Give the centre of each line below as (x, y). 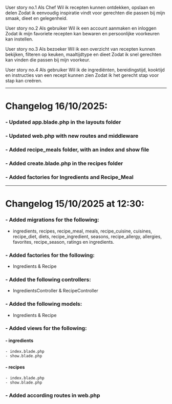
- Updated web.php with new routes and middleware (72, 136)
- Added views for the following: (46, 328)
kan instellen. (19, 39)
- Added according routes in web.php (53, 395)
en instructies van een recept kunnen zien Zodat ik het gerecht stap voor (82, 75)
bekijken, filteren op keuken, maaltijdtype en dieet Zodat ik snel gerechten (83, 54)
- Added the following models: (44, 304)
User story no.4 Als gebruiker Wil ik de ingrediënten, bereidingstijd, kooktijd (85, 70)
